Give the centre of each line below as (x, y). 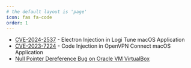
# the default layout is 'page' (47, 12)
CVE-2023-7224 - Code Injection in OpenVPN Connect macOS (93, 46)
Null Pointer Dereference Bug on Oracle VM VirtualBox (82, 59)
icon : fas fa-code (29, 17)
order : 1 (17, 23)
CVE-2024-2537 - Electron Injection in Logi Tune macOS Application (100, 40)
